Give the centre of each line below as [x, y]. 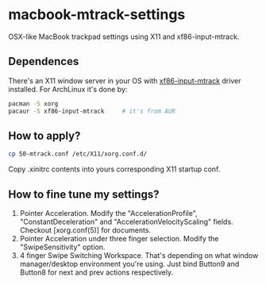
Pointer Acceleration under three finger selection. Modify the [119, 239]
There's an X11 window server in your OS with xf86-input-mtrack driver [125, 80]
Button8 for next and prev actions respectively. [96, 272]
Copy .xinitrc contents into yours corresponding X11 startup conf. [114, 169]
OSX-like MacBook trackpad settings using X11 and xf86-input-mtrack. [124, 37]
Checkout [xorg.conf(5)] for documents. [85, 230]
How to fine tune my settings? [84, 194]
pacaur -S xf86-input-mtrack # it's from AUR [92, 111]
